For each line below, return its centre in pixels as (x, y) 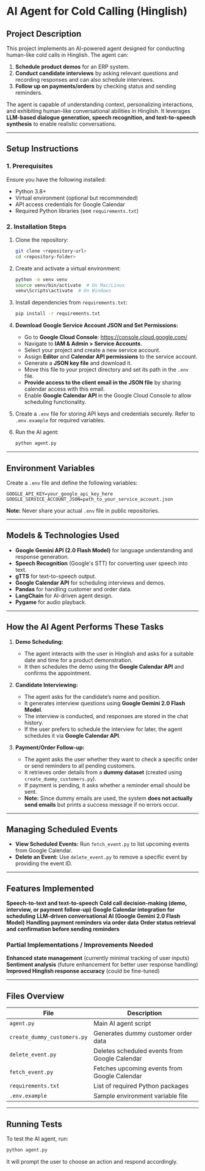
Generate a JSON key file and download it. (78, 363)
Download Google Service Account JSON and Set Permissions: (97, 325)
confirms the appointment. (58, 673)
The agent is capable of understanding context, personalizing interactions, (100, 104)
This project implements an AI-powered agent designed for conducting (95, 48)
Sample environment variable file (141, 1096)
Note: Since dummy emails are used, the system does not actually (108, 798)
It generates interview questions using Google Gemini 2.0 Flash (105, 703)
